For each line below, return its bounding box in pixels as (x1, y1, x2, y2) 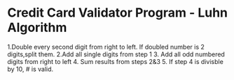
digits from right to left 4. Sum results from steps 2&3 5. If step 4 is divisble (7, 57, 224, 65)
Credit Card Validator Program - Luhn (7, 5, 228, 21)
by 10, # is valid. (7, 65, 54, 73)
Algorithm (7, 19, 67, 35)
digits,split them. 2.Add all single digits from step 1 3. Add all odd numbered (7, 50, 226, 58)
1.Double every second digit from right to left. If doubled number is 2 (7, 42, 205, 51)
